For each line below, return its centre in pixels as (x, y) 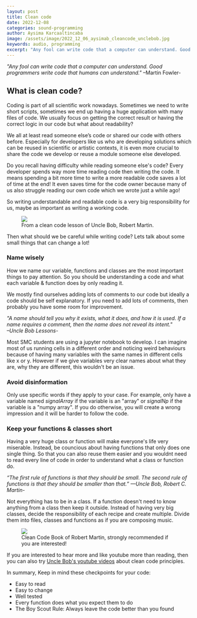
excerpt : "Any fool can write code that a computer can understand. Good (99, 50)
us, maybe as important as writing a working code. (68, 208)
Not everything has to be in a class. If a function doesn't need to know (91, 501)
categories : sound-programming (45, 28)
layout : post (23, 11)
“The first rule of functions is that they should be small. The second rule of (97, 478)
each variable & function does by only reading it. (65, 283)
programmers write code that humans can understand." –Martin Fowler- (94, 72)
